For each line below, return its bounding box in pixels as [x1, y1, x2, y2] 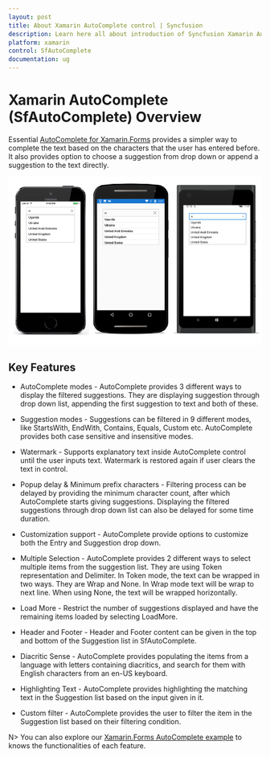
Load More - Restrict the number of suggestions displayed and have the [19, 604, 259, 613]
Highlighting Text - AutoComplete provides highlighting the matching [19, 684, 247, 694]
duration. [19, 514, 51, 524]
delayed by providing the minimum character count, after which [19, 489, 231, 498]
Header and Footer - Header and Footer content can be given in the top [19, 628, 257, 637]
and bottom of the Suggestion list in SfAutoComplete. [19, 636, 197, 646]
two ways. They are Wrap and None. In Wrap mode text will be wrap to [19, 579, 255, 589]
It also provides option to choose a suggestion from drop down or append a [8, 151, 259, 161]
